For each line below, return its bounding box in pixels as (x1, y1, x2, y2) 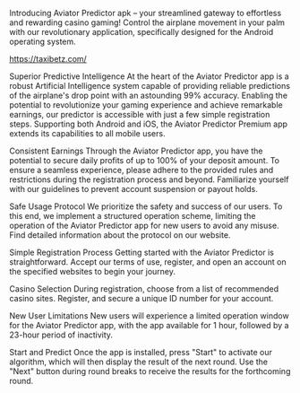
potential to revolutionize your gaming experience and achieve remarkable (9, 100, 284, 110)
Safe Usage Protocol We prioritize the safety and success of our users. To (9, 201, 283, 212)
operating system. (9, 36, 76, 47)
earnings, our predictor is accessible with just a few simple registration (9, 109, 270, 119)
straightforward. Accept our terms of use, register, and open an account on (9, 257, 287, 267)
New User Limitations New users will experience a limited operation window (9, 310, 289, 321)
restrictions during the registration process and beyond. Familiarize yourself (9, 174, 289, 185)
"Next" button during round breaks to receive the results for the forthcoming (9, 366, 291, 376)
